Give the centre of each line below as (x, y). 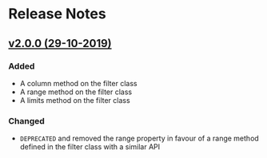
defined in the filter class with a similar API (90, 147)
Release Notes (57, 14)
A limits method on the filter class (75, 100)
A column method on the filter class (78, 83)
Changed (27, 120)
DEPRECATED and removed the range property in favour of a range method (139, 138)
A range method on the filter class (76, 92)
